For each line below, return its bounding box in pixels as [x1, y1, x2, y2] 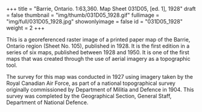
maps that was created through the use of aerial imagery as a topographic [6, 55, 191, 62]
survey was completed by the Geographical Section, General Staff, [6, 93, 172, 99]
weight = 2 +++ [6, 24, 45, 31]
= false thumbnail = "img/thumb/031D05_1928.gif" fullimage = [6, 11, 160, 19]
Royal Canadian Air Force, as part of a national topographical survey [6, 79, 176, 87]
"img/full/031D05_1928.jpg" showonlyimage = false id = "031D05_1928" [6, 18, 183, 25]
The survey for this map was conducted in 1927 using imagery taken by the [6, 73, 193, 80]
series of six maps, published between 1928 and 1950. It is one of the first [6, 49, 190, 56]
